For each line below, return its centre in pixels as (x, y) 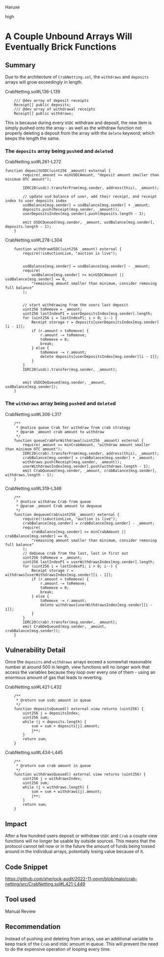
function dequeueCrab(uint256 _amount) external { (67, 514)
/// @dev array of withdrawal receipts (55, 109)
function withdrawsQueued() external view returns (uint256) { (80, 775)
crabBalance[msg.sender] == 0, (37, 536)
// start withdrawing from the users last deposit (76, 305)
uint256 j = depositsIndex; (51, 713)
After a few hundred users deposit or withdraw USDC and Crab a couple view (81, 836)
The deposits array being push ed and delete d (59, 151)
